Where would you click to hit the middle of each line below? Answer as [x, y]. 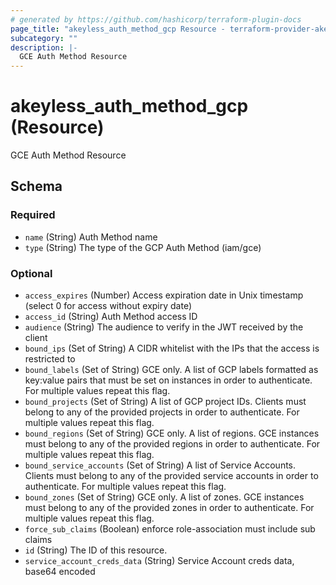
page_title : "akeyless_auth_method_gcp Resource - [118, 29]
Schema [36, 186]
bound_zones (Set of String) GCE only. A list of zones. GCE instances [164, 497]
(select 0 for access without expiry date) [108, 306]
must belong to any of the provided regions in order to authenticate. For [172, 444]
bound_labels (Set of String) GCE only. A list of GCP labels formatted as [171, 370]
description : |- [44, 47]
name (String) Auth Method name [91, 237]
